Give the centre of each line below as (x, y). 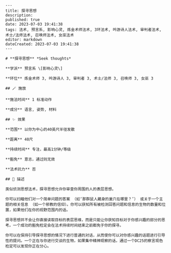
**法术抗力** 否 (21, 169)
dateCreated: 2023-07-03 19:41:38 (42, 44)
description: (19, 15)
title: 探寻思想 (21, 11)
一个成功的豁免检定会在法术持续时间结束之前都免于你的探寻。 (68, 225)
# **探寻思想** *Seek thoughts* (38, 59)
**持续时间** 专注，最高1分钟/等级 (38, 149)
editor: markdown (24, 40)
